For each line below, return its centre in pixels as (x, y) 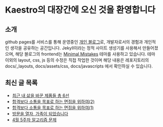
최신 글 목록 (21, 83)
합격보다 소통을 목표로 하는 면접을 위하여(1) (53, 108)
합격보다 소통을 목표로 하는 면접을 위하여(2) (53, 101)
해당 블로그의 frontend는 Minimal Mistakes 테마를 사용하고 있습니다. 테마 (85, 54)
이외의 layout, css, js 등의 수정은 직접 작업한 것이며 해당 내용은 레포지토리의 (77, 60)
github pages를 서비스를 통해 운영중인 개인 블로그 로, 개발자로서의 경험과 (74, 42)
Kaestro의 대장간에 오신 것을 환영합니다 (80, 10)
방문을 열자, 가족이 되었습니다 (40, 113)
